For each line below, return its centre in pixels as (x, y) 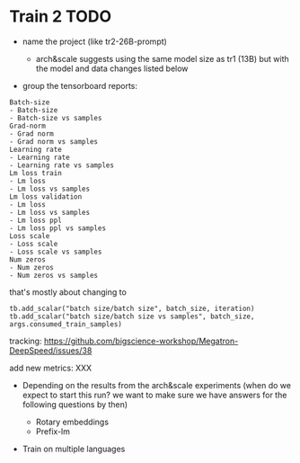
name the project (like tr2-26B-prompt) (95, 41)
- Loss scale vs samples (56, 252)
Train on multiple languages (74, 449)
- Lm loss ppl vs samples (57, 228)
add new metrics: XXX (51, 368)
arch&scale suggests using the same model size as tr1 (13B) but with (162, 58)
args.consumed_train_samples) (66, 324)
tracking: (26, 341)
